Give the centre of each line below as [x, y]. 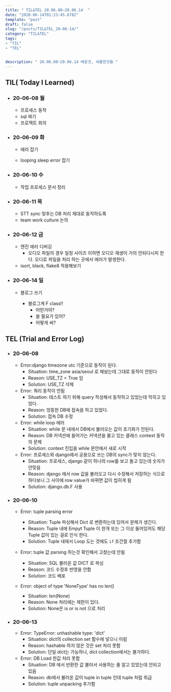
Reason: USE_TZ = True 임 [55, 378]
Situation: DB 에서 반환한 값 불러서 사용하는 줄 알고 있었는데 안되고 [95, 664]
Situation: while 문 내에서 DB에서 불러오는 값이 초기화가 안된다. [91, 429]
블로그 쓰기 [31, 293]
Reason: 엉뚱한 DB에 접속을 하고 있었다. [68, 410]
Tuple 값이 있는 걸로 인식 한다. [58, 534]
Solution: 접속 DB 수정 [50, 416]
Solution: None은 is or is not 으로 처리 [67, 608]
